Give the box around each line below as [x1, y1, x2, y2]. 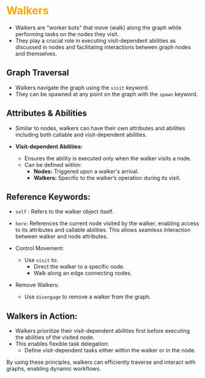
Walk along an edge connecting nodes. [33, 270, 132, 277]
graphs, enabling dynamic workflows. [6, 365, 101, 372]
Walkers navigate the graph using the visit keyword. [15, 84, 149, 91]
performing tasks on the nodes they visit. [15, 30, 119, 37]
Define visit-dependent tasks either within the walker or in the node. [24, 347, 196, 354]
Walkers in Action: [6, 311, 78, 321]
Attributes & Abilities [6, 108, 88, 119]
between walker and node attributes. [15, 233, 108, 240]
